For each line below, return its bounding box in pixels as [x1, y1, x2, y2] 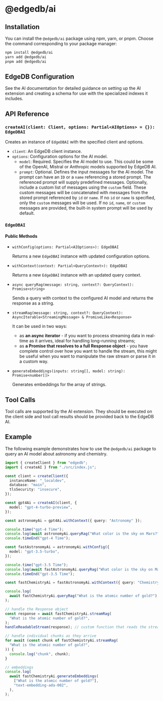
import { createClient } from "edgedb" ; [5, 460, 88, 465]
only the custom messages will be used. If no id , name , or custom [19, 200, 146, 206]
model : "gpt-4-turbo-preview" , [9, 505, 73, 510]
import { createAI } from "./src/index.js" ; [5, 465, 97, 470]
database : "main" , [9, 483, 47, 488]
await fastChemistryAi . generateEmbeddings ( [9, 674, 98, 679]
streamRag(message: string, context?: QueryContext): [12, 310, 123, 316]
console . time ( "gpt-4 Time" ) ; [5, 527, 64, 532]
